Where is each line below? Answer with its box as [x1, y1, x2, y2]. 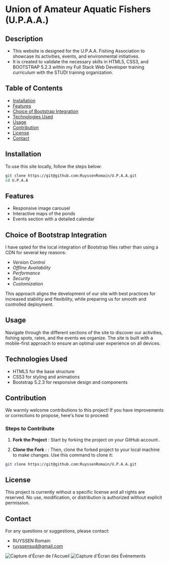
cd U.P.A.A [5, 178, 28, 183]
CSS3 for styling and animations [12, 374, 80, 380]
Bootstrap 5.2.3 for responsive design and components [12, 379, 128, 385]
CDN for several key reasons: [5, 250, 67, 255]
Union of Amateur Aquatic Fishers [5, 4, 151, 15]
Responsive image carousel [12, 205, 70, 211]
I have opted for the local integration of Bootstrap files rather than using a [5, 244, 158, 250]
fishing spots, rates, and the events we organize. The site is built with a [5, 335, 153, 341]
